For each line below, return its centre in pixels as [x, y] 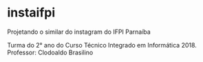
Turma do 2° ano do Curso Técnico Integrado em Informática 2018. [102, 45]
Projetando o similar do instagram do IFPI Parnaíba [79, 32]
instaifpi [31, 13]
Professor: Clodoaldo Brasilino [50, 52]
